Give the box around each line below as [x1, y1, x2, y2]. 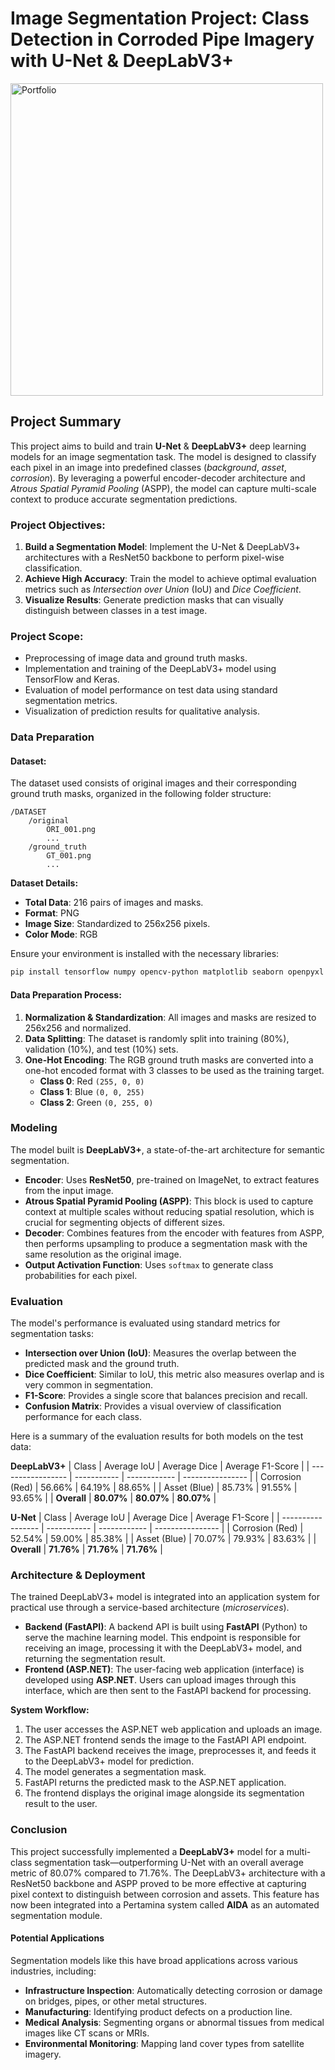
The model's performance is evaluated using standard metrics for [10, 1317, 281, 1329]
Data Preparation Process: [10, 988, 122, 1001]
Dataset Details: [10, 877, 79, 889]
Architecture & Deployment [10, 1568, 146, 1582]
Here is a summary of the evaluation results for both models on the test [10, 1430, 304, 1442]
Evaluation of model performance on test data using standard [24, 684, 278, 696]
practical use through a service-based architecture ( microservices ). [10, 1602, 290, 1614]
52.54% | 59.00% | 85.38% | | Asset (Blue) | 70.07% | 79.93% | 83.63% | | [10, 1533, 317, 1545]
